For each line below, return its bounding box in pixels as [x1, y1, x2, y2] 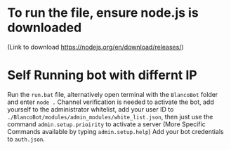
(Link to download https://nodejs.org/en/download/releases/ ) [7, 43, 184, 51]
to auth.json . [7, 135, 46, 143]
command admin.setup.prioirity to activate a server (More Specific [7, 120, 206, 128]
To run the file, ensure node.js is [7, 5, 199, 21]
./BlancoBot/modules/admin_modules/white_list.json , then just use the [7, 112, 213, 121]
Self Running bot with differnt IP [7, 68, 198, 83]
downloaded [7, 20, 82, 36]
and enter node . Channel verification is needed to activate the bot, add [7, 98, 214, 106]
